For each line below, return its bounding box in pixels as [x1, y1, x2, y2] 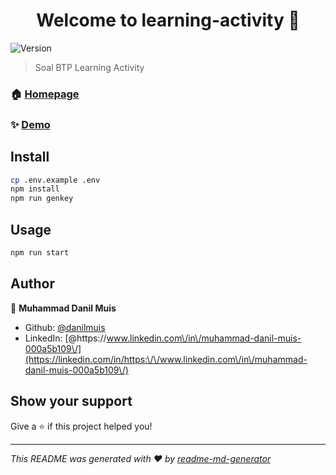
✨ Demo [10, 117, 51, 131]
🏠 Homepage [10, 87, 80, 101]
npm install [10, 184, 60, 194]
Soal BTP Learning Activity [34, 61, 145, 73]
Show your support [10, 393, 133, 410]
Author [10, 275, 55, 293]
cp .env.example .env [10, 175, 101, 185]
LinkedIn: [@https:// [24, 332, 107, 344]
